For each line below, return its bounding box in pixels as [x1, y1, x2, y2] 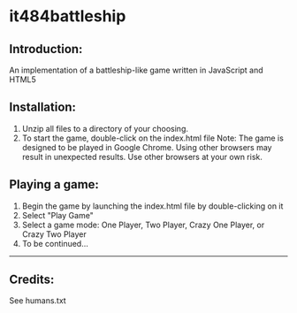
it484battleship [9, 6, 126, 27]
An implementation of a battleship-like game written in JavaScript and [9, 65, 263, 75]
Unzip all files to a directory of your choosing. [21, 123, 188, 134]
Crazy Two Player [21, 228, 87, 240]
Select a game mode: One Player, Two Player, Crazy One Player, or [21, 219, 265, 230]
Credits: [9, 272, 55, 287]
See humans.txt [9, 295, 66, 306]
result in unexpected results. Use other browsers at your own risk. [21, 151, 263, 162]
